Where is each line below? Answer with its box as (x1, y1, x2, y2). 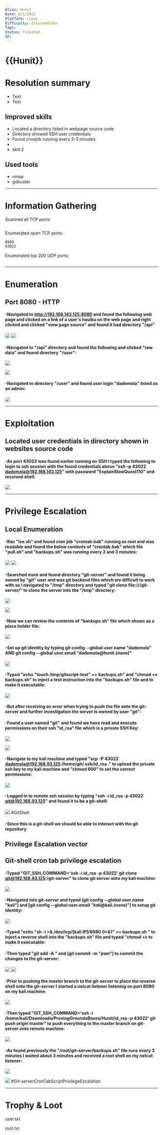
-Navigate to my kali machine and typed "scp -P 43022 (5, 756, 119, 762)
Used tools (5, 161, 38, 169)
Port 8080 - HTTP (5, 298, 60, 306)
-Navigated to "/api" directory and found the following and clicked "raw (5, 344, 153, 350)
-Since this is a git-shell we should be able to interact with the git (5, 821, 138, 826)
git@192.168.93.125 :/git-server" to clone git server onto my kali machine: (5, 876, 156, 881)
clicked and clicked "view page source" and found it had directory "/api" (5, 322, 155, 328)
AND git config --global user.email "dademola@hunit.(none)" (5, 650, 132, 656)
